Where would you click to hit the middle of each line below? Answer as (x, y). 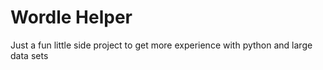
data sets (29, 55)
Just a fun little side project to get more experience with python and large (161, 45)
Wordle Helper (71, 17)
